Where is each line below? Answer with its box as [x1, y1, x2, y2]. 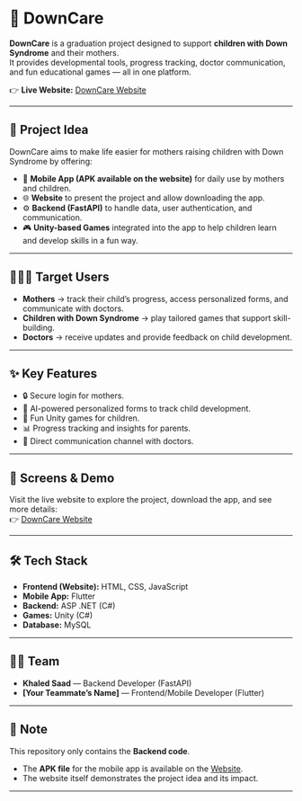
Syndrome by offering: [9, 156, 93, 166]
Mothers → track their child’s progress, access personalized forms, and [22, 293, 289, 304]
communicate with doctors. [22, 303, 124, 314]
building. [22, 322, 56, 333]
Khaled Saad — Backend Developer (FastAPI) [22, 678, 192, 689]
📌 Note [9, 722, 48, 737]
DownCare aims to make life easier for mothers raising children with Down [9, 146, 284, 156]
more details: [9, 503, 58, 515]
